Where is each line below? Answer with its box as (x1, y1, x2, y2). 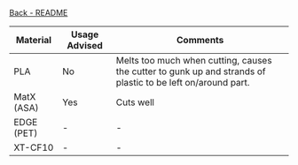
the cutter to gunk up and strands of (115, 65, 266, 78)
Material (15, 34, 51, 46)
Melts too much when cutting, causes (115, 55, 272, 66)
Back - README (9, 8, 68, 18)
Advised (67, 40, 104, 51)
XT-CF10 (13, 141, 54, 154)
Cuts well (115, 96, 155, 109)
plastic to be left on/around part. (115, 77, 250, 88)
